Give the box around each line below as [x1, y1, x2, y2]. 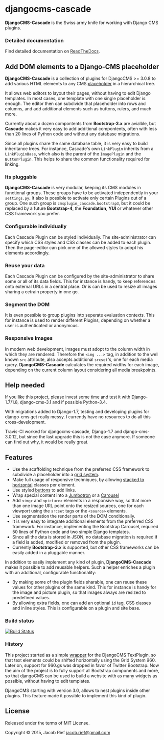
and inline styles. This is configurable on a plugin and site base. [12, 605, 141, 611]
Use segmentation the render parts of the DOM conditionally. [12, 513, 136, 519]
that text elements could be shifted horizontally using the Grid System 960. [5, 657, 156, 663]
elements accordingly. [5, 250, 50, 255]
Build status [5, 617, 34, 624]
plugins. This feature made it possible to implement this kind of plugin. [5, 692, 147, 698]
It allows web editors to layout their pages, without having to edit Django [5, 90, 151, 96]
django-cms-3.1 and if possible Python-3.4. [20, 399, 107, 405]
